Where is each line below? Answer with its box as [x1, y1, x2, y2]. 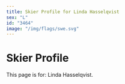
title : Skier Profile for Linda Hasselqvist [6, 8, 120, 15]
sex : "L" [6, 14, 28, 20]
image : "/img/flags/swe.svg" [6, 25, 79, 32]
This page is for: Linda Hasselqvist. [6, 71, 93, 79]
